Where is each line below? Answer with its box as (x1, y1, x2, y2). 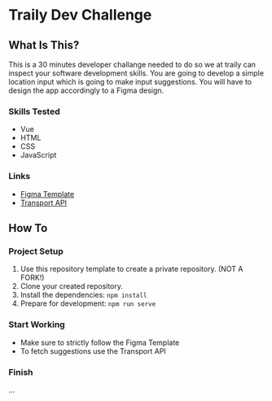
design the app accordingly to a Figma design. (8, 85, 165, 95)
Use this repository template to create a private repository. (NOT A (20, 264, 243, 274)
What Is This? (8, 38, 80, 52)
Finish (8, 366, 33, 377)
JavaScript (20, 150, 57, 160)
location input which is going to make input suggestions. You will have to (8, 77, 252, 86)
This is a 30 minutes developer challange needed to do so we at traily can (8, 59, 257, 69)
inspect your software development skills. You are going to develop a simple (8, 68, 265, 78)
